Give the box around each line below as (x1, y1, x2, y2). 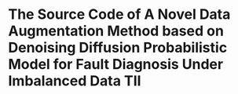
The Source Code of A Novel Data (8, 5, 231, 23)
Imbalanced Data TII (8, 72, 141, 90)
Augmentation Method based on (8, 22, 224, 40)
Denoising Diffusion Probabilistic (8, 39, 228, 56)
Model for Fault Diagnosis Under (8, 56, 224, 74)
